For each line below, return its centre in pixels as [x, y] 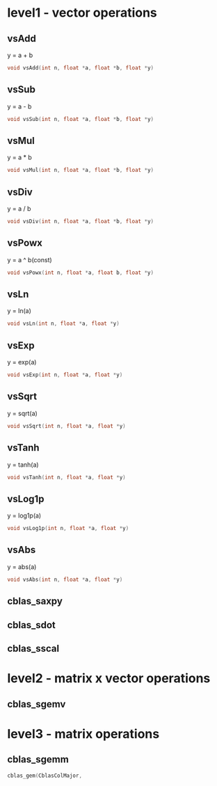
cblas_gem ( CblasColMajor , [45, 776]
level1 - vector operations [82, 13]
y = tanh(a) [23, 465]
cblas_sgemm [38, 760]
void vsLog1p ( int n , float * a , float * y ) [68, 529]
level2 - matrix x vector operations [109, 679]
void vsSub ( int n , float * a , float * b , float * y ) [81, 119]
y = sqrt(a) [23, 413]
